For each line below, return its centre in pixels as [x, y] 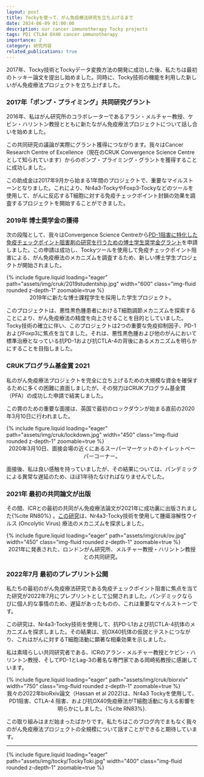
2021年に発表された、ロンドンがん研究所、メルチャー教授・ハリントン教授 [102, 549]
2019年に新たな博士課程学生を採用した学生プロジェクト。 [102, 298]
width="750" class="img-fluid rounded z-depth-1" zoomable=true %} [93, 686]
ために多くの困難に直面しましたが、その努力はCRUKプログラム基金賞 [99, 388]
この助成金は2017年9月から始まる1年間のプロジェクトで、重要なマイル [95, 181]
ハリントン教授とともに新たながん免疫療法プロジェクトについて [102, 124]
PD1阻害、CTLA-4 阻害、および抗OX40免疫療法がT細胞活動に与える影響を [102, 701]
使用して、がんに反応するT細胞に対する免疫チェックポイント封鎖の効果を [98, 196]
